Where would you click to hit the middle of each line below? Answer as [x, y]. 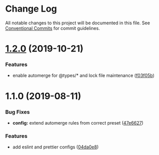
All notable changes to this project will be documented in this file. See [78, 23]
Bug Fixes [18, 112]
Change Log [31, 9]
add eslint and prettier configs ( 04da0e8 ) [56, 147]
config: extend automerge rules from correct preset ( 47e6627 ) [78, 123]
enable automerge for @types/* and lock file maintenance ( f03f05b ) [84, 75]
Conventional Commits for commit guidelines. [52, 28]
